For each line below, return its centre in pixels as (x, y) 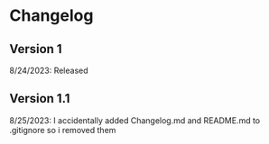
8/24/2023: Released (49, 70)
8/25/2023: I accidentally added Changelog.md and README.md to (135, 120)
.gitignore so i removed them (63, 130)
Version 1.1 (40, 99)
